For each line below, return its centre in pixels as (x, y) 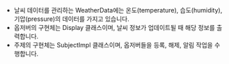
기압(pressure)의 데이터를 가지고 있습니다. (72, 19)
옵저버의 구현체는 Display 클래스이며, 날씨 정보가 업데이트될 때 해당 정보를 (114, 27)
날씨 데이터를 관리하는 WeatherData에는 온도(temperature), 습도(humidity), (118, 10)
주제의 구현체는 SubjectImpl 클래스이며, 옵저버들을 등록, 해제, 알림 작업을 (113, 45)
